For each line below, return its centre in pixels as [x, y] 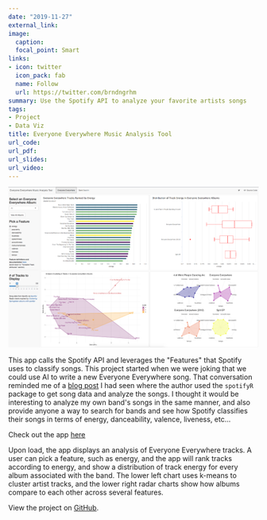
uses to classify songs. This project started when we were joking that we [128, 368]
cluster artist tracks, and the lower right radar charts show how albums [124, 483]
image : [19, 33]
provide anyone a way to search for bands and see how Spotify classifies [128, 410]
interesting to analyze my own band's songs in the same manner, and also [129, 402]
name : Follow [37, 83]
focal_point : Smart [48, 50]
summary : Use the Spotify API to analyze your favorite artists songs [128, 101]
